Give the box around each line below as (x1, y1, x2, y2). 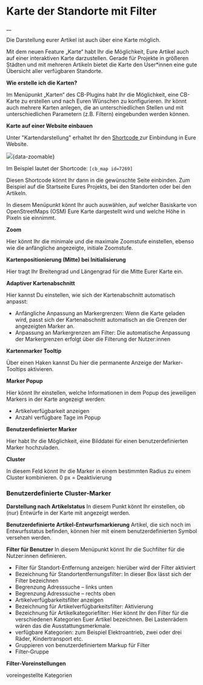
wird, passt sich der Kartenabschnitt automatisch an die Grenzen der (15, 316, 187, 323)
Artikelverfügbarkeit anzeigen (15, 407, 90, 414)
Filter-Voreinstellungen (6, 660, 66, 667)
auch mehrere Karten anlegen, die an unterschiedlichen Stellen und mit (6, 103, 184, 111)
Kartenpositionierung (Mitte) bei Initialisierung (6, 256, 126, 263)
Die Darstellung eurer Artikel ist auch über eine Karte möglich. (6, 36, 161, 43)
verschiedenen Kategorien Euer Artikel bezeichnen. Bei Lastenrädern (15, 616, 188, 623)
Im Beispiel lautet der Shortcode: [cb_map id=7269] (6, 164, 133, 172)
